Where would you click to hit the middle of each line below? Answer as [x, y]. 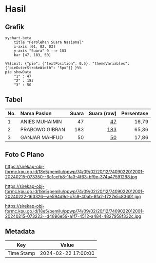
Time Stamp [21, 253]
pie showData [18, 72]
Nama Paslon [36, 113]
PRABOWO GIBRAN [43, 129]
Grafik [15, 27]
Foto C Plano [25, 155]
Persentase [135, 113]
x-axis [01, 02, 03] [35, 47]
